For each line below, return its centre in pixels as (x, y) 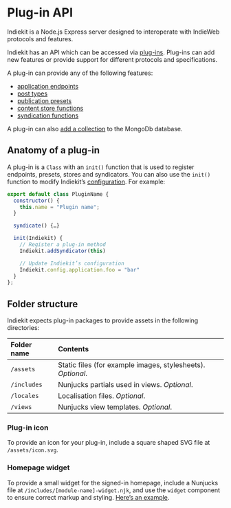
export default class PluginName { (58, 194)
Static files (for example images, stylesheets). (132, 365)
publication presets (44, 100)
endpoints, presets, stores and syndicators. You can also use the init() (109, 174)
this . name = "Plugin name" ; (59, 207)
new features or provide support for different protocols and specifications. (112, 59)
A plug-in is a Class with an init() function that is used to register (101, 167)
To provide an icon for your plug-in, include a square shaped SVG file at (109, 443)
